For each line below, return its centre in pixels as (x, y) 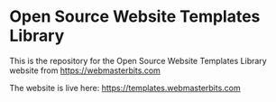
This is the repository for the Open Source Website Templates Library (138, 60)
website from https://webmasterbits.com (85, 70)
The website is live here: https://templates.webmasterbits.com (125, 88)
